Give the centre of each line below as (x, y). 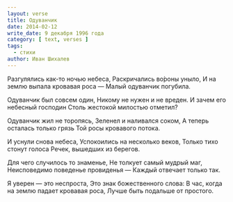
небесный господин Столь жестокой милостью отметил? (93, 107)
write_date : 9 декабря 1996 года (56, 33)
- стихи (25, 53)
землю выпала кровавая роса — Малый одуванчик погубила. (99, 86)
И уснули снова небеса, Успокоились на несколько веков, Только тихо (113, 141)
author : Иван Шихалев (39, 59)
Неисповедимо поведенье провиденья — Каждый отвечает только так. (114, 170)
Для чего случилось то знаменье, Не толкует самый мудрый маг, (105, 162)
